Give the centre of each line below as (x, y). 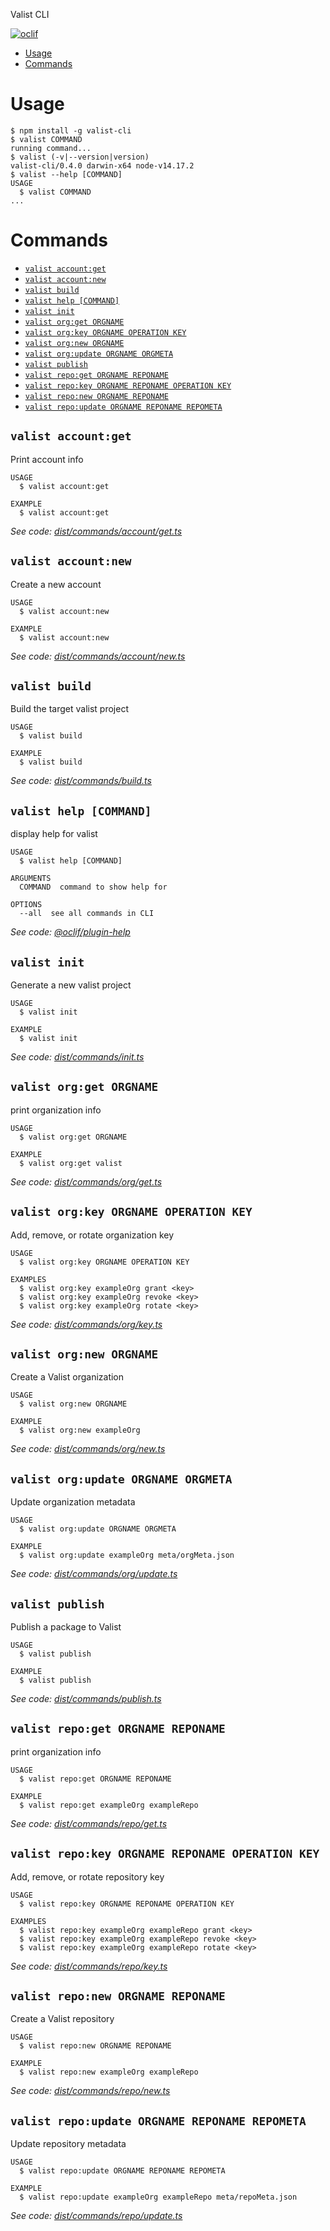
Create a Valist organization (67, 1377)
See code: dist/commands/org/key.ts (86, 1324)
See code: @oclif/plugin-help (70, 932)
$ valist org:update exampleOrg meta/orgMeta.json (127, 1555)
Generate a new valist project (71, 985)
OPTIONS (26, 905)
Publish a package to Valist (66, 1627)
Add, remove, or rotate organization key (92, 1235)
